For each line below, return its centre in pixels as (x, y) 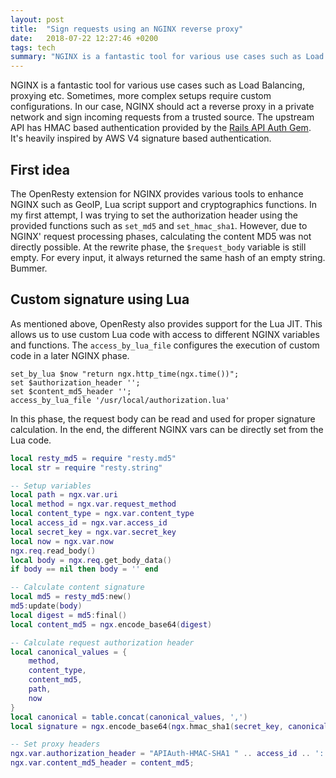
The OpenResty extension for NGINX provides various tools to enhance (157, 193)
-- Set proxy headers (55, 744)
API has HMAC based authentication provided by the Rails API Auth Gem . (161, 128)
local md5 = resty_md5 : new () (71, 597)
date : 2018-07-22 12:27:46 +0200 (84, 38)
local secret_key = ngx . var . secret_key (93, 532)
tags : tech (33, 47)
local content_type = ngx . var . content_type (102, 514)
